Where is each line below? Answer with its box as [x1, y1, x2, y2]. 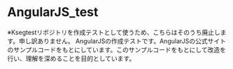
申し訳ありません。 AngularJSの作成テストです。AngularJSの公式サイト [18, 36, 226, 45]
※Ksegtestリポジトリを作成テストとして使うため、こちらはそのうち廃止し [7, 28, 220, 36]
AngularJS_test [7, 4, 99, 20]
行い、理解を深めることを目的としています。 [7, 54, 136, 63]
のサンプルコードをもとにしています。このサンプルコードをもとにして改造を [7, 45, 226, 54]
